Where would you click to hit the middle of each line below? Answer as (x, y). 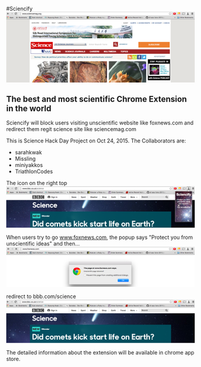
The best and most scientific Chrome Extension (97, 99)
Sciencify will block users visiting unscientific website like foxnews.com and (100, 123)
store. (13, 359)
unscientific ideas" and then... (43, 244)
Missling (25, 159)
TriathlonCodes (34, 172)
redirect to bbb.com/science (41, 296)
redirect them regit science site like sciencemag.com (71, 129)
